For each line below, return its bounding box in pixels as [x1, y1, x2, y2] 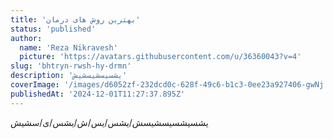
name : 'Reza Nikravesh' [19, 42, 118, 53]
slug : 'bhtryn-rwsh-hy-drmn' [10, 61, 132, 71]
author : [10, 33, 43, 43]
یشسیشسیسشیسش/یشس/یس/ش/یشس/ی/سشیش [10, 116, 209, 128]
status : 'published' [10, 24, 97, 34]
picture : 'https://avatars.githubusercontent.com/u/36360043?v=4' [19, 52, 302, 62]
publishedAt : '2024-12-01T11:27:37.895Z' [10, 89, 186, 99]
